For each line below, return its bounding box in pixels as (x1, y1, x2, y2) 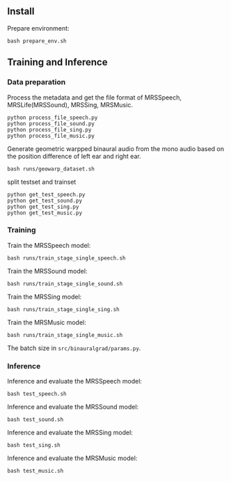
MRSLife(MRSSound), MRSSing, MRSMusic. (7, 100, 134, 109)
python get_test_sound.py (7, 197, 82, 204)
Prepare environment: (7, 24, 70, 32)
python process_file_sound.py (7, 120, 95, 127)
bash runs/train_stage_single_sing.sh (7, 306, 120, 313)
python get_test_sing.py (7, 203, 79, 210)
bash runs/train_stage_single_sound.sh (7, 280, 123, 287)
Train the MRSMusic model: (7, 318, 87, 326)
